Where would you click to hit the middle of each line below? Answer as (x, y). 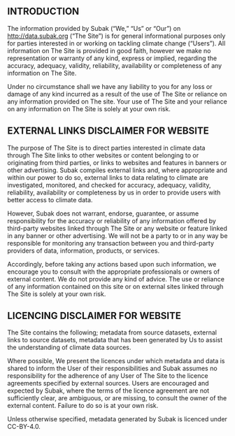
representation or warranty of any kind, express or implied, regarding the (112, 58)
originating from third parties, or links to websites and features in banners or (117, 162)
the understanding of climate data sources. (69, 347)
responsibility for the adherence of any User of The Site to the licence (108, 376)
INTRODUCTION (43, 12)
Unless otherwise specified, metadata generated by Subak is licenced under (117, 419)
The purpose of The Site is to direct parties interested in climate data (106, 148)
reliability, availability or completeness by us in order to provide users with (114, 192)
